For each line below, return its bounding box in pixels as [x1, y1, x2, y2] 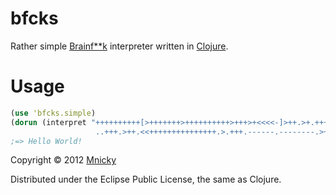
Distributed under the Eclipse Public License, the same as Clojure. [10, 173, 282, 186]
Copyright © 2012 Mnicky [10, 154, 117, 166]
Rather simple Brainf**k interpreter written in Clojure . [10, 40, 229, 52]
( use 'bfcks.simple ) [10, 108, 97, 118]
